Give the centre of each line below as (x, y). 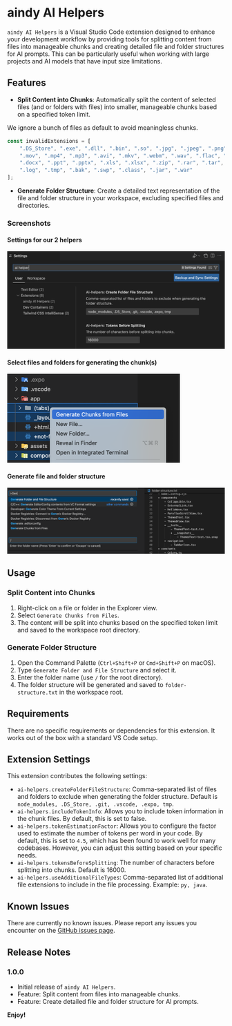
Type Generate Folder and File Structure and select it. (97, 670)
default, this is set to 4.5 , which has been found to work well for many (116, 841)
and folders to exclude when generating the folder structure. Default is (117, 797)
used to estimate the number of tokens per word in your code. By (110, 833)
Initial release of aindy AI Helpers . (66, 987)
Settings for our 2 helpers (45, 240)
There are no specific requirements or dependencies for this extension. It (111, 730)
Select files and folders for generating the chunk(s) (82, 362)
